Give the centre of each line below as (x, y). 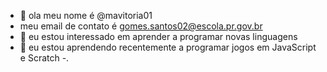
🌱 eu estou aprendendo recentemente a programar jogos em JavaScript (168, 47)
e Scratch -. (44, 58)
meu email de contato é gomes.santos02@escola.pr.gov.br (141, 26)
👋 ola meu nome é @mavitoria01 (86, 15)
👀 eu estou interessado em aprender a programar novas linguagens (158, 36)
